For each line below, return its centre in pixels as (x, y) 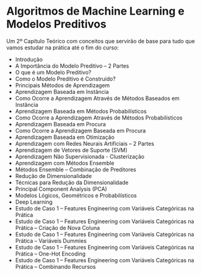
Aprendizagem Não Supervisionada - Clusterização (80, 156)
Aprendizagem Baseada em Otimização (65, 137)
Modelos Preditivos (56, 24)
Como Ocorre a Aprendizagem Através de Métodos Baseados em (97, 98)
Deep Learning (34, 202)
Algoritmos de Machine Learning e (95, 11)
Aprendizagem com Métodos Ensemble (65, 163)
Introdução (29, 59)
